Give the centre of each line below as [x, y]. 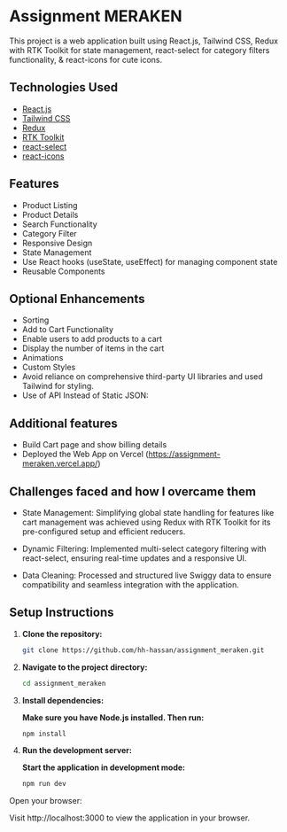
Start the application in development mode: [104, 767]
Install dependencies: [63, 700]
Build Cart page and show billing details [94, 445]
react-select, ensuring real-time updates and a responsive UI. [134, 558]
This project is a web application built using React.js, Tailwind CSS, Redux [144, 41]
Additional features [63, 423]
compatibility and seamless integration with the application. [130, 585]
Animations [43, 358]
